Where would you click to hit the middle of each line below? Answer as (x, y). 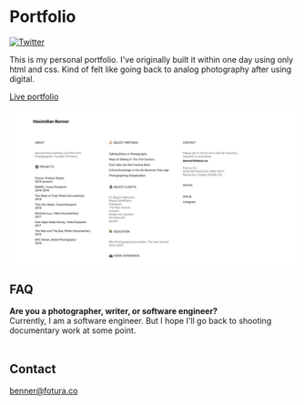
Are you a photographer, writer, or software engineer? (114, 311)
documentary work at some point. (73, 330)
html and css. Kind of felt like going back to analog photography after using (151, 69)
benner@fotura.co (44, 391)
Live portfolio (34, 96)
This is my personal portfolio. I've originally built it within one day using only (152, 59)
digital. (22, 78)
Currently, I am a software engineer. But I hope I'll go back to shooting (141, 321)
